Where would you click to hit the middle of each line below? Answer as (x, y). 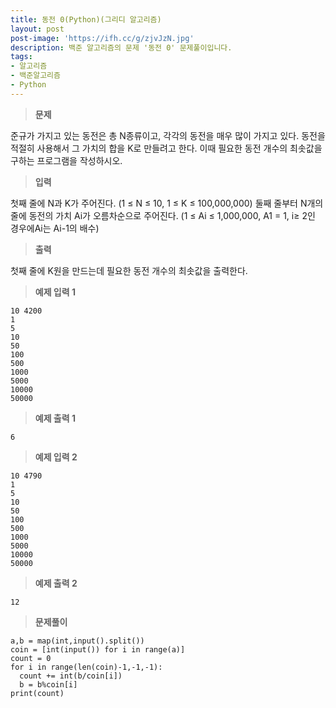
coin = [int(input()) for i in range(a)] (98, 649)
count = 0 (31, 658)
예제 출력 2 (56, 583)
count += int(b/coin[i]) (71, 676)
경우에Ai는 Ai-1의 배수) (55, 228)
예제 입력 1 (55, 292)
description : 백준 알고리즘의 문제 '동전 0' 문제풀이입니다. (121, 47)
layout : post (37, 29)
